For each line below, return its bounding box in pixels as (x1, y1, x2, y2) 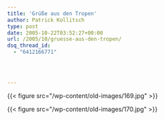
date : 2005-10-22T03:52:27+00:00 (7, 29, 104, 37)
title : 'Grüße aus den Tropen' (7, 10, 97, 17)
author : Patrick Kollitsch (7, 17, 85, 23)
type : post (7, 23, 39, 30)
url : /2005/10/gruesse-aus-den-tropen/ (7, 36, 122, 43)
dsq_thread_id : (7, 42, 51, 49)
